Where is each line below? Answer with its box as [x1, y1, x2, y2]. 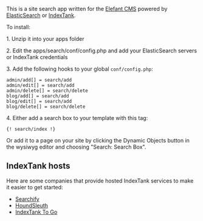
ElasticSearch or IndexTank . [6, 12, 76, 19]
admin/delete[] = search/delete [6, 88, 88, 94]
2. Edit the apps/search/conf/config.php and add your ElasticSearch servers [6, 47, 198, 54]
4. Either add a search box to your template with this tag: [6, 114, 148, 121]
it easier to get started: [6, 183, 63, 191]
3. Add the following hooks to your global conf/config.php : [6, 65, 153, 72]
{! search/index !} [6, 126, 56, 132]
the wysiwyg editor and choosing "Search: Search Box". [6, 143, 146, 150]
